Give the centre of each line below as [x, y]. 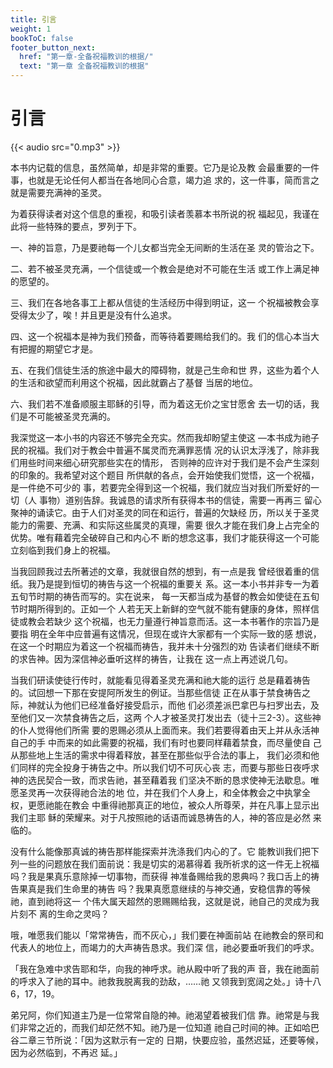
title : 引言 [33, 19]
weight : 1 [31, 29]
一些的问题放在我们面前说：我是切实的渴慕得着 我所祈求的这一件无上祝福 [169, 863]
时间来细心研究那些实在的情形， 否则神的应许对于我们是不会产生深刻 [178, 462]
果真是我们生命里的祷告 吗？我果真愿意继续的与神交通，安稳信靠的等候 [164, 888]
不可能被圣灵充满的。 [71, 416]
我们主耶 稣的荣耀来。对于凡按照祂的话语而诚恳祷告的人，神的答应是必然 [160, 817]
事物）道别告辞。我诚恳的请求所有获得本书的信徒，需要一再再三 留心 [180, 500]
